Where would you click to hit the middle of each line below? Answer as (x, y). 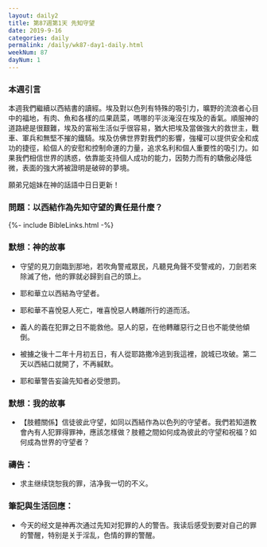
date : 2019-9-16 (35, 30)
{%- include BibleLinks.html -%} (61, 225)
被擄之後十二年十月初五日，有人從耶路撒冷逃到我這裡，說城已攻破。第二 (138, 354)
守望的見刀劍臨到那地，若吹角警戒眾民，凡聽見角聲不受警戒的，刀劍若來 (138, 266)
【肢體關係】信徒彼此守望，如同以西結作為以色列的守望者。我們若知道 (135, 422)
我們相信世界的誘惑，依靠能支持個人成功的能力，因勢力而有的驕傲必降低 (133, 158)
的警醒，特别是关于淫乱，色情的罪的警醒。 (89, 535)
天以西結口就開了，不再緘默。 (68, 364)
